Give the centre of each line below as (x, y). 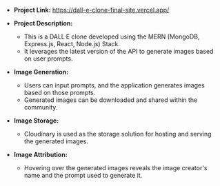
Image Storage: (36, 121)
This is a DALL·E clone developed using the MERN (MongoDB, (112, 37)
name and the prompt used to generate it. (83, 175)
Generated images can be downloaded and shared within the (111, 100)
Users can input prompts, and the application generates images (114, 85)
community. (41, 107)
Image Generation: (41, 72)
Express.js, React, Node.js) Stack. (72, 44)
